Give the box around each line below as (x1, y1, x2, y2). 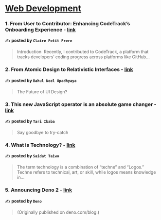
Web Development (5, 3, 82, 14)
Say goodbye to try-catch (17, 130, 69, 135)
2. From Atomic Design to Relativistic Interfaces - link (5, 66, 133, 73)
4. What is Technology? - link (5, 142, 75, 148)
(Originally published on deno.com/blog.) (17, 209, 100, 215)
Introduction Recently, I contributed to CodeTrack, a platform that (17, 49, 149, 55)
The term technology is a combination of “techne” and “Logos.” (17, 164, 144, 170)
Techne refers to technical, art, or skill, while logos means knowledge (17, 169, 156, 175)
